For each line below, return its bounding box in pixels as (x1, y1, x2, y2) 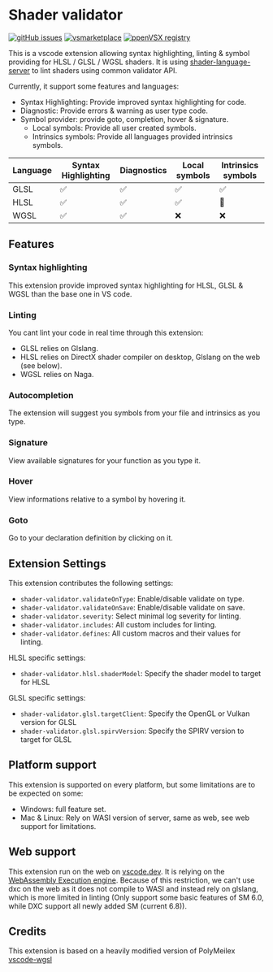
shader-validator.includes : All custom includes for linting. (19, 619, 217, 629)
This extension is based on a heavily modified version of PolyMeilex (8, 946, 236, 956)
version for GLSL (19, 717, 77, 727)
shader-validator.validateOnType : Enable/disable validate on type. (19, 593, 245, 603)
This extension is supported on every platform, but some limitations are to (8, 779, 256, 789)
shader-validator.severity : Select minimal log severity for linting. (19, 611, 241, 621)
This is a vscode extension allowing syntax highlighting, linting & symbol (8, 48, 250, 58)
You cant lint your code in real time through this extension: (8, 328, 204, 337)
